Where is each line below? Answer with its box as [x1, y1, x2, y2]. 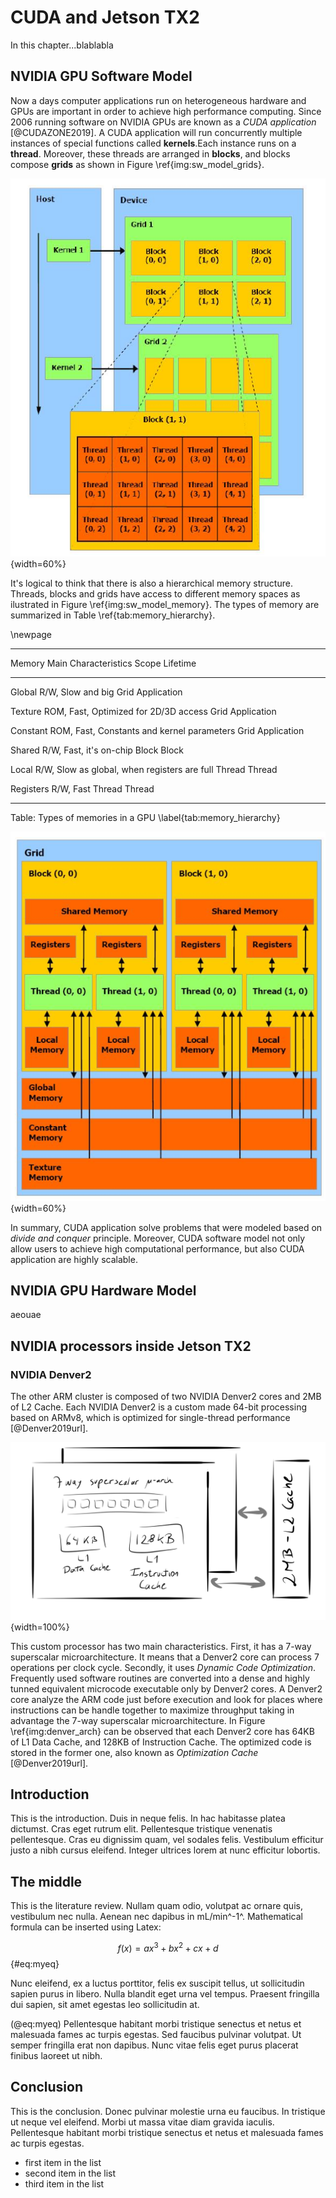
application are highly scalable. [10, 1253, 138, 1265]
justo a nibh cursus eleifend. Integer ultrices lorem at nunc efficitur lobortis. [10, 1844, 321, 1856]
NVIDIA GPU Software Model [10, 68, 193, 85]
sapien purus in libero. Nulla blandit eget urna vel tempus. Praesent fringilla [10, 1987, 320, 2000]
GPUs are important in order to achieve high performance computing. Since [10, 105, 322, 117]
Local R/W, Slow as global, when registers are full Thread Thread [10, 763, 278, 775]
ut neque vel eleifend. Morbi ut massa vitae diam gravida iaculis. [10, 2116, 275, 2128]
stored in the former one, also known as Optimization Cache [10, 1746, 259, 1758]
